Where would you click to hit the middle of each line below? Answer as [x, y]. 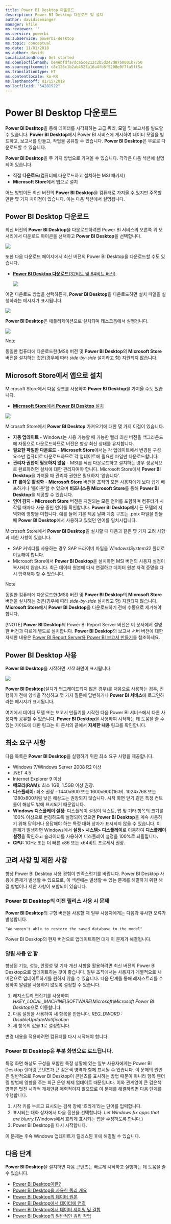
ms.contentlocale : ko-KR [32, 77]
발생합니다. [16, 919]
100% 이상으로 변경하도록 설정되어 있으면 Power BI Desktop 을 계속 [81, 817]
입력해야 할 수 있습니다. [41, 574]
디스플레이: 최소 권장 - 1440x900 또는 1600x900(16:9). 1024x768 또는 [84, 791]
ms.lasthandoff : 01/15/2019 [35, 81]
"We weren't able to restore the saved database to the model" [74, 929]
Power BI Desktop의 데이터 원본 [45, 1197]
